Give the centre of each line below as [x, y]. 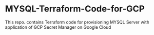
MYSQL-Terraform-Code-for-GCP [75, 9]
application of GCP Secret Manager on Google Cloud [58, 27]
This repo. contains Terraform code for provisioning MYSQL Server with [77, 22]
